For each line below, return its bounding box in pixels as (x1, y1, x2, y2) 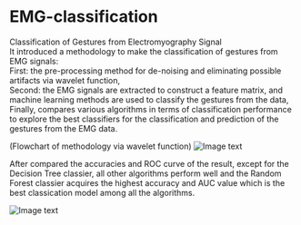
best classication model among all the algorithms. (9, 187, 196, 198)
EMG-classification (9, 6, 158, 27)
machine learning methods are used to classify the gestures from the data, (9, 93, 289, 105)
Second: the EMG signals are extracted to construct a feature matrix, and (9, 84, 284, 95)
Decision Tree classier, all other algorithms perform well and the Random (9, 168, 282, 179)
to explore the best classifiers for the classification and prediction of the (9, 113, 279, 124)
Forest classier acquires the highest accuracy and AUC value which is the (9, 177, 286, 188)
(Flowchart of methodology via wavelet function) (9, 141, 193, 152)
